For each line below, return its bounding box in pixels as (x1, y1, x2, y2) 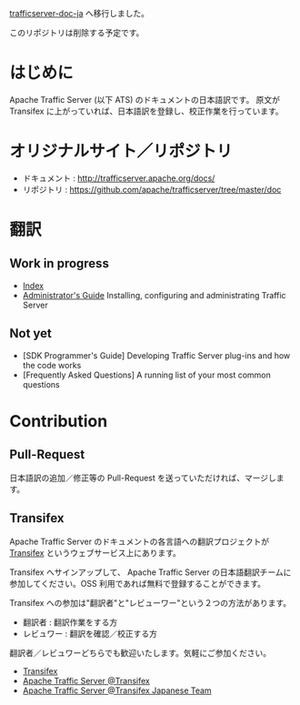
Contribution (9, 410, 108, 431)
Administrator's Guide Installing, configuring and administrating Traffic (22, 289, 286, 300)
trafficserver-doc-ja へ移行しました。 (9, 8, 150, 18)
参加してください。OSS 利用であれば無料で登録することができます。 (9, 578, 266, 589)
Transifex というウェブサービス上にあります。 (9, 547, 182, 558)
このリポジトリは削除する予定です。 (9, 27, 145, 38)
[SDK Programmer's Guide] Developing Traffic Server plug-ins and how (22, 349, 291, 361)
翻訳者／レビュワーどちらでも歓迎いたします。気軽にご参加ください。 (9, 647, 271, 658)
